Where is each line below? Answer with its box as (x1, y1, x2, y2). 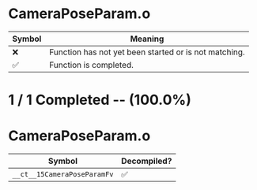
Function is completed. (48, 59, 134, 70)
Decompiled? (121, 155, 172, 166)
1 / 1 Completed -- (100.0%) (8, 91, 192, 109)
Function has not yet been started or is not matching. (48, 47, 245, 58)
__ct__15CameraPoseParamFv (12, 170, 114, 179)
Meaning (130, 33, 164, 44)
